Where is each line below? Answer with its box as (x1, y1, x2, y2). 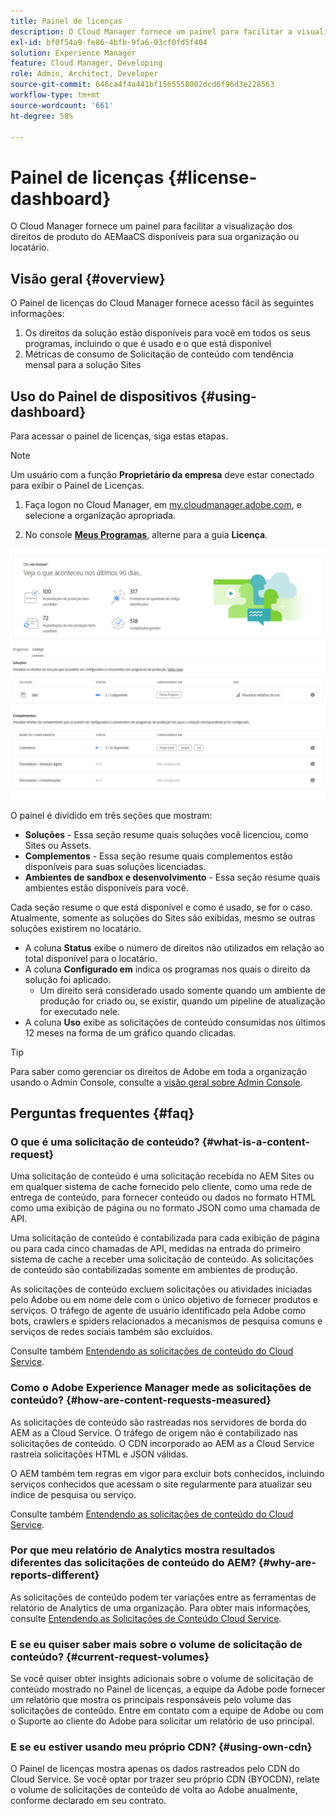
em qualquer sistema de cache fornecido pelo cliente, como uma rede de (10, 1181, 313, 1193)
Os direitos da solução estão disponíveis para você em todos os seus (24, 327, 311, 339)
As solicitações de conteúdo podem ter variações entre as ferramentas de (10, 1591, 317, 1603)
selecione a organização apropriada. (24, 509, 176, 521)
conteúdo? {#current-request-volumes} (10, 1650, 210, 1664)
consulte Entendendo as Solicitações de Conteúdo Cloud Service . (10, 1612, 282, 1624)
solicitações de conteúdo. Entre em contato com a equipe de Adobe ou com (10, 1705, 324, 1717)
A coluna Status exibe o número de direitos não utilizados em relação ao (24, 941, 325, 954)
